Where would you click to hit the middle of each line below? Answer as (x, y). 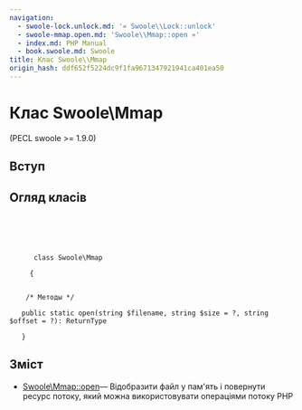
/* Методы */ (50, 298)
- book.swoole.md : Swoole (66, 52)
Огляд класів (48, 197)
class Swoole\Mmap (68, 258)
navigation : (32, 18)
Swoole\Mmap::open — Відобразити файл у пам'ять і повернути (144, 386)
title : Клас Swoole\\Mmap (58, 60)
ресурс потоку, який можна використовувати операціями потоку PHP (158, 396)
